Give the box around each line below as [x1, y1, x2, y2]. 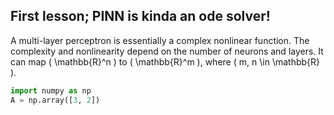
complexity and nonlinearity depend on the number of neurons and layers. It [10, 45, 324, 57]
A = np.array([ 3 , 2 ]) [10, 95, 101, 105]
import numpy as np [10, 85, 92, 96]
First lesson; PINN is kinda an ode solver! [10, 8, 271, 25]
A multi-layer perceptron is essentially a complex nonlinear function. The [10, 34, 310, 46]
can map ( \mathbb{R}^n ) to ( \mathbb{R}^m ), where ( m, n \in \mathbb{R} [10, 55, 321, 68]
